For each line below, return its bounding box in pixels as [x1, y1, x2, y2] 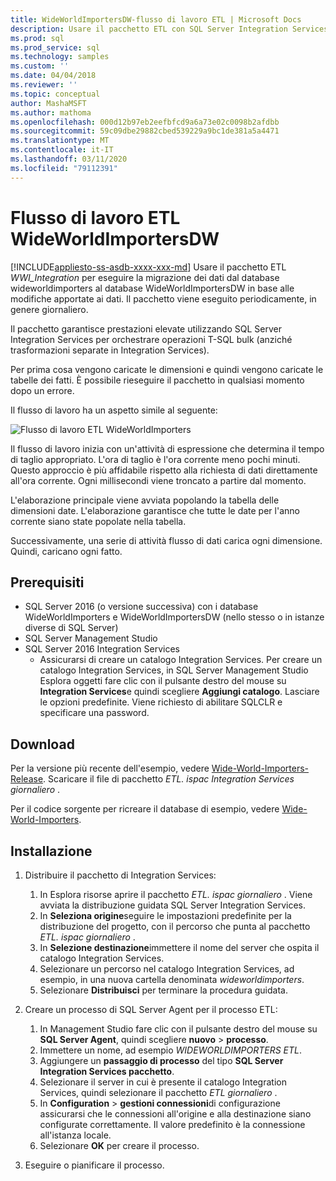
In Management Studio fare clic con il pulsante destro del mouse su [39, 1023, 318, 1035]
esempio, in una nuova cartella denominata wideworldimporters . [39, 974, 305, 985]
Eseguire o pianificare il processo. [24, 1159, 165, 1171]
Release [10, 773, 44, 785]
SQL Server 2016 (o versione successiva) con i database [24, 601, 259, 613]
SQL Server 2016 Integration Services [24, 643, 180, 655]
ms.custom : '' [10, 61, 70, 71]
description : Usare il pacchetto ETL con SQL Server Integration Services [10, 24, 329, 34]
